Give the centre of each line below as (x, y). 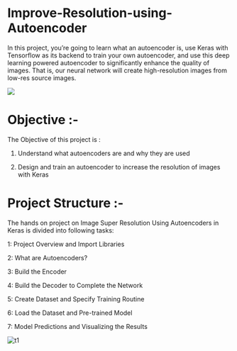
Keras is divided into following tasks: (61, 230)
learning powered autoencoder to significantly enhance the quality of (109, 62)
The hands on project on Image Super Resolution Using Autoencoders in (113, 223)
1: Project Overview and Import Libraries (66, 244)
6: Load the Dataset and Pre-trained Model (70, 313)
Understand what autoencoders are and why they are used (104, 153)
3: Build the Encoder (37, 272)
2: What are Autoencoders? (48, 257)
